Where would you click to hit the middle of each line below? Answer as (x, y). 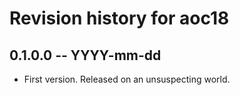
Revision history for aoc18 (119, 18)
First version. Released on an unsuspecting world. (127, 79)
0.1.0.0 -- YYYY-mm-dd (85, 55)
